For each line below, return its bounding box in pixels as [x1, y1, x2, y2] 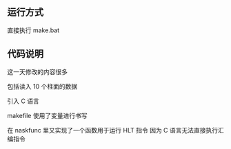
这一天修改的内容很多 [7, 67, 68, 76]
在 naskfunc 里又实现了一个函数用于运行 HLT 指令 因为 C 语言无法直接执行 [7, 126, 219, 134]
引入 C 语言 [7, 97, 40, 105]
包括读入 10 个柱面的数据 [7, 82, 78, 91]
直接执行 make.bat [7, 26, 60, 34]
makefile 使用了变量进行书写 [7, 111, 88, 119]
